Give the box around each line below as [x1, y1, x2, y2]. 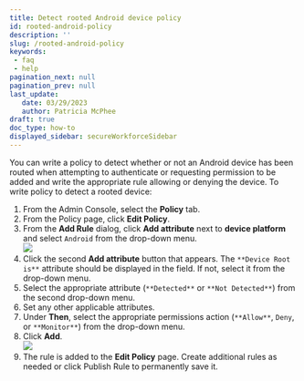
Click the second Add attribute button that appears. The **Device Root [22, 252, 290, 264]
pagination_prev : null [9, 81, 96, 90]
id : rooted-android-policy [9, 22, 112, 31]
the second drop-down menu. [22, 292, 135, 303]
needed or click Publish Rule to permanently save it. [22, 361, 219, 372]
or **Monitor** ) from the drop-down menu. [22, 321, 185, 332]
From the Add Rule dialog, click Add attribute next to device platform [22, 222, 286, 233]
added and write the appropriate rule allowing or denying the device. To [9, 176, 279, 187]
